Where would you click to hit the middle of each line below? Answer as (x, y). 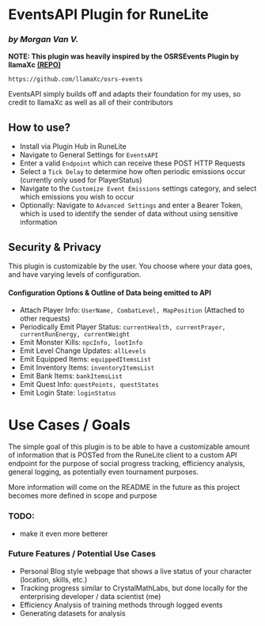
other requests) (45, 319)
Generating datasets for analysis (72, 613)
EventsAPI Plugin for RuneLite (108, 15)
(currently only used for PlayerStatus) (81, 180)
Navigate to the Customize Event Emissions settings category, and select (138, 188)
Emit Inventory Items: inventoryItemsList (87, 368)
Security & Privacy (55, 247)
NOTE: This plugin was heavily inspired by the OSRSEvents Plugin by (124, 56)
